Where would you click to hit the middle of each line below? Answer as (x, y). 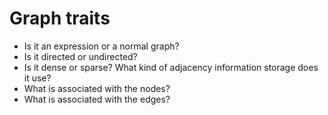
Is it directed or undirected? (80, 56)
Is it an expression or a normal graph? (101, 46)
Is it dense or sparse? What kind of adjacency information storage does (171, 67)
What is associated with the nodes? (97, 88)
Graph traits (60, 18)
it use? (37, 78)
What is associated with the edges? (97, 99)
